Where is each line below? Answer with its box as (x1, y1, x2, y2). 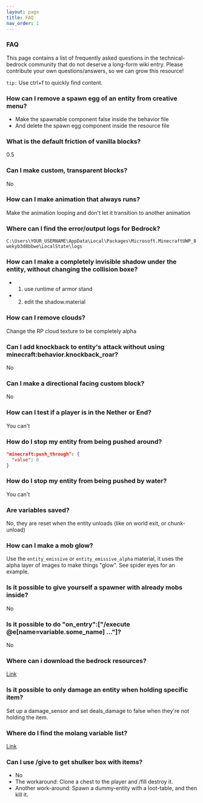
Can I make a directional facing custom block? (6, 379, 145, 387)
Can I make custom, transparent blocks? (6, 166, 128, 175)
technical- (159, 54, 185, 61)
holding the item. (6, 714, 48, 721)
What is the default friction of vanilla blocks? (6, 137, 141, 146)
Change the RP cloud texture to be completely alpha (6, 327, 137, 335)
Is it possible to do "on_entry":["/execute (6, 620, 130, 628)
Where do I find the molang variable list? (6, 729, 128, 737)
